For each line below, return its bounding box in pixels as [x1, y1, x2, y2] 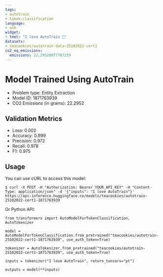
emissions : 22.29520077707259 [9, 52, 71, 58]
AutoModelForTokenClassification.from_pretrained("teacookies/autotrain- [5, 233, 159, 238]
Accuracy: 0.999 [12, 133, 46, 138]
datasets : [5, 39, 25, 44]
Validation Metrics [5, 115, 62, 123]
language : [5, 21, 25, 26]
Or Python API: [5, 206, 35, 212]
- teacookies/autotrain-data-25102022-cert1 [5, 44, 97, 48]
